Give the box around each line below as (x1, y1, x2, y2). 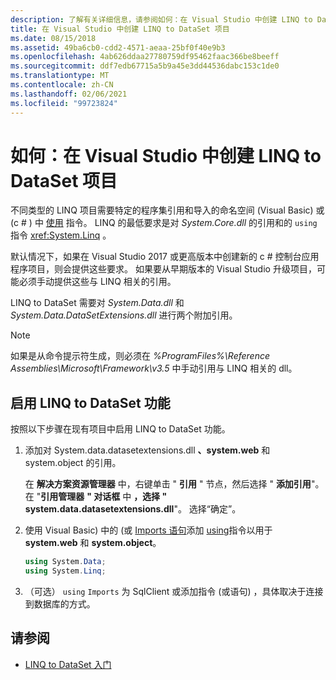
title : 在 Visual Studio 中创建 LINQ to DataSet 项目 (10, 24, 230, 34)
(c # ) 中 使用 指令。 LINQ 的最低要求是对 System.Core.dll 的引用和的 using (10, 217, 318, 229)
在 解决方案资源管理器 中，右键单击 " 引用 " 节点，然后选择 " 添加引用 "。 (24, 478, 325, 490)
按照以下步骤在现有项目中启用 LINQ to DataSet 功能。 (10, 423, 231, 435)
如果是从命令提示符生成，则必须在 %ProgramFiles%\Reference (10, 350, 271, 362)
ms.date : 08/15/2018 (10, 33, 97, 43)
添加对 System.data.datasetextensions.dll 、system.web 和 (24, 444, 271, 456)
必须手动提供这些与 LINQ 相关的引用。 (18, 276, 177, 288)
